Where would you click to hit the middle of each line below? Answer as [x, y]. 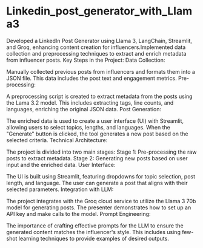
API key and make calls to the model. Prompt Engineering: [78, 214]
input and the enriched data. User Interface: [61, 165]
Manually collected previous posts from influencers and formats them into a [101, 71]
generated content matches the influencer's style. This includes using [93, 232]
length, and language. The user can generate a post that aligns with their [97, 183]
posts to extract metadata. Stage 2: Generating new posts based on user [97, 158]
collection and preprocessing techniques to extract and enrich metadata [96, 53]
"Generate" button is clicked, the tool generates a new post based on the [97, 134]
